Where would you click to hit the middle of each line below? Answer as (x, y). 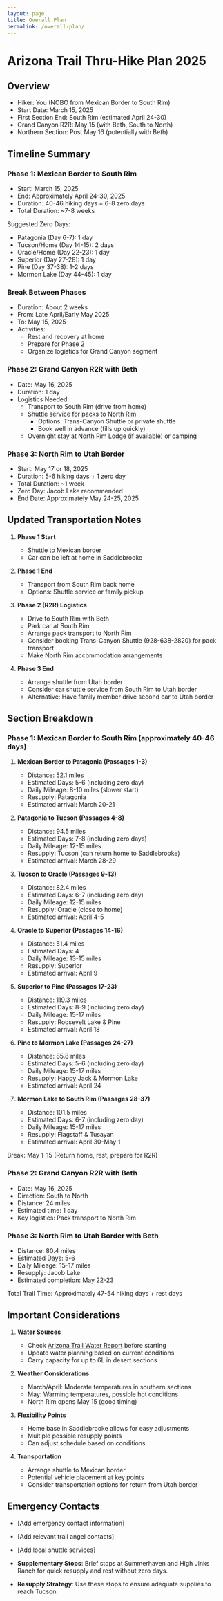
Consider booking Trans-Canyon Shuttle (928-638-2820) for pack (122, 640)
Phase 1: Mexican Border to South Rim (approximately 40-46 (111, 738)
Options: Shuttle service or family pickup (85, 592)
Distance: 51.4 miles (56, 944)
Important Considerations (64, 1315)
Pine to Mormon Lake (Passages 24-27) (75, 1043)
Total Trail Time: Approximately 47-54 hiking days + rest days (95, 1294)
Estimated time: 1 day (47, 1210)
